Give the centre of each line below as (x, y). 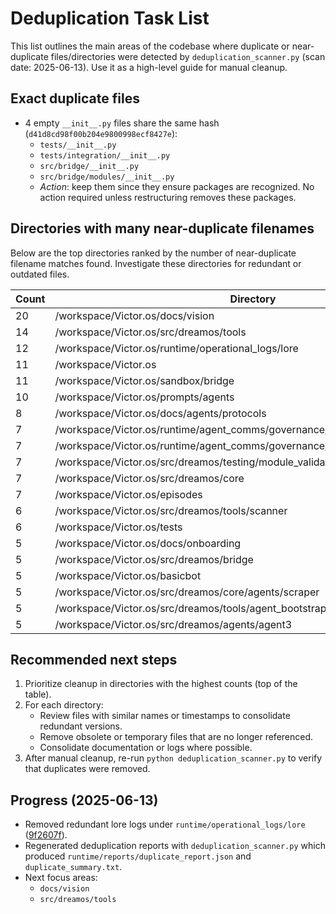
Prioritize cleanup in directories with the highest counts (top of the (161, 684)
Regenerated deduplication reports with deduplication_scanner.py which (175, 846)
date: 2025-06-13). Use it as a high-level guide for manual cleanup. (149, 67)
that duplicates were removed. (87, 769)
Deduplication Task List (110, 18)
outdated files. (40, 274)
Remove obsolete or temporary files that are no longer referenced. (176, 737)
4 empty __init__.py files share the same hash (122, 123)
